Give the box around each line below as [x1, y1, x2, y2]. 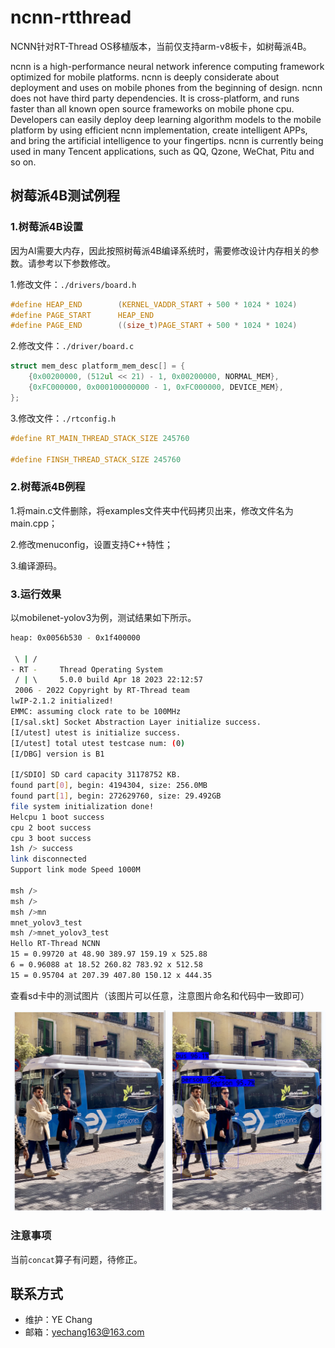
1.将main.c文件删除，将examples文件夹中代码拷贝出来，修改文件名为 [10, 504, 294, 516]
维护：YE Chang [24, 1314, 93, 1326]
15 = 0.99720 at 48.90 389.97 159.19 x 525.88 [10, 949, 208, 960]
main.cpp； [10, 517, 58, 529]
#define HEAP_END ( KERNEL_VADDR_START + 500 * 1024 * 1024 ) [10, 299, 298, 310]
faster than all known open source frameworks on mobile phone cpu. [10, 102, 295, 115]
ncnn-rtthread [10, 6, 132, 29]
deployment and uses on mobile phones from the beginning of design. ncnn [10, 81, 323, 93]
